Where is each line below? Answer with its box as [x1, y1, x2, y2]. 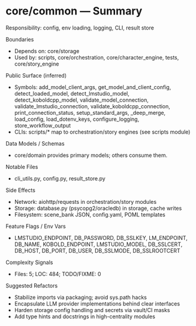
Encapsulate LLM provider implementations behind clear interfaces [14, 300, 180, 307]
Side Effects [5, 186, 35, 194]
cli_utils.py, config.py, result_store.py [14, 174, 105, 182]
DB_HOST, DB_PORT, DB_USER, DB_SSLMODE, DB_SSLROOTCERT [14, 247, 180, 254]
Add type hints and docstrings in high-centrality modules [14, 313, 155, 320]
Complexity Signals [5, 259, 53, 266]
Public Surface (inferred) [5, 72, 67, 79]
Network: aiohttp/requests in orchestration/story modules [14, 198, 157, 205]
